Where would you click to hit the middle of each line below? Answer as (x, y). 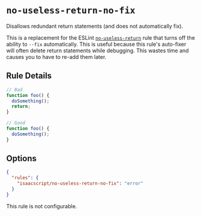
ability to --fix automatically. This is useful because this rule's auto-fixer (96, 44)
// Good (16, 123)
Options (22, 159)
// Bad (14, 90)
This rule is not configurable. (42, 206)
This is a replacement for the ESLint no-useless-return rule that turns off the (100, 37)
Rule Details (29, 76)
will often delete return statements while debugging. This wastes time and (97, 51)
